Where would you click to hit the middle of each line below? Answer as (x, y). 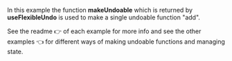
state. (15, 52)
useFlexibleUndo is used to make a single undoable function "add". (104, 17)
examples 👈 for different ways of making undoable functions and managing (116, 42)
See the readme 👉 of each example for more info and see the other (104, 31)
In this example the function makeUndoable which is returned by (100, 10)
